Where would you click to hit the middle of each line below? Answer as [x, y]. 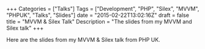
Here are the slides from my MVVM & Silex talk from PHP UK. [83, 40]
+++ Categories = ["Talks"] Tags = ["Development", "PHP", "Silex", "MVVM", [103, 9]
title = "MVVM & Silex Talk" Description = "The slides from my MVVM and [99, 21]
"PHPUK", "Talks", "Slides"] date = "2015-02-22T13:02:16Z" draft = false [98, 15]
